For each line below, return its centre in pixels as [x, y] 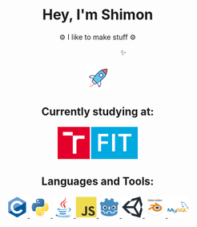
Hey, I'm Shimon [98, 15]
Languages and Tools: [98, 182]
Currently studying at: [98, 112]
